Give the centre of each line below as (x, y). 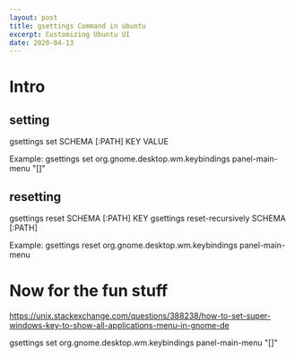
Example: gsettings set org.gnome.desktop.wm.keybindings (120, 159)
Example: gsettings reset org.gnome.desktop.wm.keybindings (123, 245)
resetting (35, 197)
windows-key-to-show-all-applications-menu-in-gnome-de (120, 325)
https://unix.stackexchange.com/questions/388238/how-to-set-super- (140, 316)
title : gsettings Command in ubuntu (78, 26)
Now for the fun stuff (89, 291)
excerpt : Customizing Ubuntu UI (69, 34)
